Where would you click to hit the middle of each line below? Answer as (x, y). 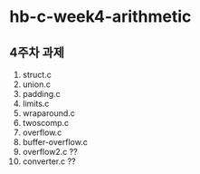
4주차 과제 (37, 52)
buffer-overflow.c (55, 142)
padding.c (41, 94)
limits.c (36, 103)
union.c (37, 84)
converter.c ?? (49, 161)
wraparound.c (48, 113)
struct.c (37, 75)
